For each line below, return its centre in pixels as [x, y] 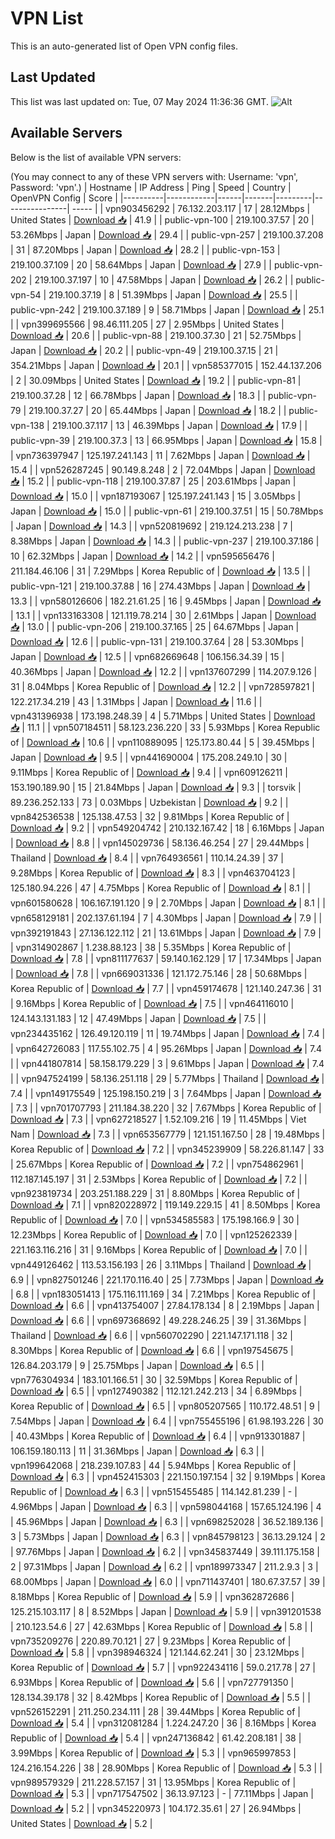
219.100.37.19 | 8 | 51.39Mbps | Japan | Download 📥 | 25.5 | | [173, 294]
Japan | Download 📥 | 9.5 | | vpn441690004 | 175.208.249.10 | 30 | [149, 757]
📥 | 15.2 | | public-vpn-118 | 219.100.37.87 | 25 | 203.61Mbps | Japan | [153, 481]
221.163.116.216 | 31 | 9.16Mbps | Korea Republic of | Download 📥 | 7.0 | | [159, 1249]
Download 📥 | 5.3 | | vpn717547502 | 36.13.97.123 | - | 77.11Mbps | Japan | [162, 1793]
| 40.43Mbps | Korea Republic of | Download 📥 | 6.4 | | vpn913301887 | [158, 1436]
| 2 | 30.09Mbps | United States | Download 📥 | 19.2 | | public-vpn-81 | [156, 380]
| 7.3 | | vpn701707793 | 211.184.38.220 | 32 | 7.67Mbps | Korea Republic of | [166, 1108]
